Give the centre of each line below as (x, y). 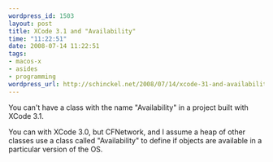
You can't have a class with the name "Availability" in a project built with (129, 107)
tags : (17, 54)
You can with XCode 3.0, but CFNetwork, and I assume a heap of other (127, 132)
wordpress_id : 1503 (41, 16)
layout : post (30, 24)
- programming (32, 77)
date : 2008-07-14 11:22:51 (54, 46)
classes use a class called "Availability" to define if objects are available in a (135, 140)
